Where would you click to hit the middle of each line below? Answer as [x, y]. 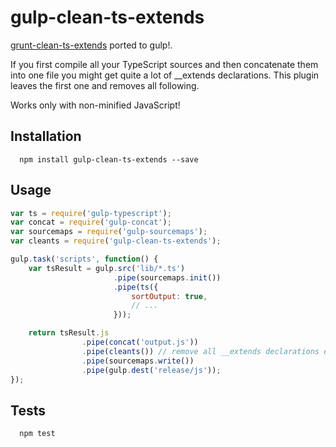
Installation [46, 136]
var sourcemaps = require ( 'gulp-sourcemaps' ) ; [109, 232]
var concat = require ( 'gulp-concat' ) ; [91, 222]
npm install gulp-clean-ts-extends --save [109, 159]
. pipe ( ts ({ [136, 287]
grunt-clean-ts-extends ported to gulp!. [91, 45]
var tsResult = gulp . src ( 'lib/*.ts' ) [107, 268]
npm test [37, 434]
